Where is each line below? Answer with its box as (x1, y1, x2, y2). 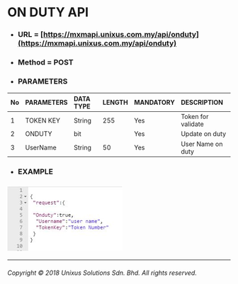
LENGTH (102, 98, 129, 107)
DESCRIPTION (180, 98, 223, 107)
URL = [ (17, 30, 44, 40)
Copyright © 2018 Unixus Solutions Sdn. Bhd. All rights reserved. (7, 268, 197, 277)
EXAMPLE (17, 167, 54, 176)
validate (180, 120, 204, 128)
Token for (180, 113, 209, 121)
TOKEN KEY (25, 116, 61, 125)
